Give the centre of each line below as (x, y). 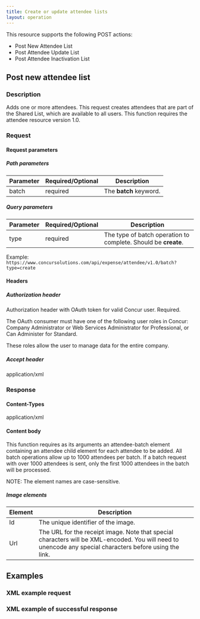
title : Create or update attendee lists (57, 12)
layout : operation (29, 17)
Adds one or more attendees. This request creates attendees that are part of (100, 108)
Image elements (26, 495)
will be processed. (29, 470)
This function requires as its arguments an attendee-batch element (88, 444)
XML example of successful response (62, 609)
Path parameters (28, 163)
